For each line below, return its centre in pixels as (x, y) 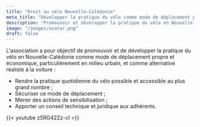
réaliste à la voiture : (31, 69)
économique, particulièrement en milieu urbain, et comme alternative (91, 63)
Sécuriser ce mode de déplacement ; (60, 94)
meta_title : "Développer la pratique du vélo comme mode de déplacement (98, 17)
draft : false (22, 34)
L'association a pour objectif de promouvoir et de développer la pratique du (99, 50)
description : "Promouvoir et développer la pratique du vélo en (87, 23)
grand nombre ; (34, 87)
